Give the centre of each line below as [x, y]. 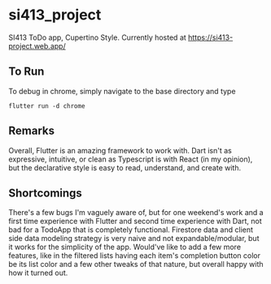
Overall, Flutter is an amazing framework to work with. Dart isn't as [120, 150]
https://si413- [211, 37]
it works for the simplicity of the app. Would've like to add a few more [125, 247]
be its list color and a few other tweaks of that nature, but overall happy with [136, 265]
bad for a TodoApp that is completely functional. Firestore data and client [131, 230]
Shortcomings [46, 193]
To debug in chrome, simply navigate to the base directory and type [122, 91]
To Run [26, 72]
